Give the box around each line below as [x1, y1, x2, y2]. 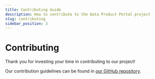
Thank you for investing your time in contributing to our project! [5, 59, 136, 65]
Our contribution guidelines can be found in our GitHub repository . [5, 68, 141, 74]
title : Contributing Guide [5, 7, 61, 12]
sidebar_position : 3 [5, 21, 48, 26]
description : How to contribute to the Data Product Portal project [5, 12, 151, 17]
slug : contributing [5, 16, 46, 21]
